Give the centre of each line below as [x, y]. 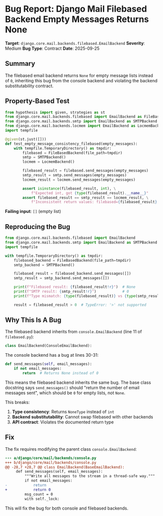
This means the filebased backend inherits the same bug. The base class [78, 382]
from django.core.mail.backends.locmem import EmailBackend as [70, 126]
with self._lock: [42, 499]
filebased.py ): [20, 337]
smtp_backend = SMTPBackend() [44, 265]
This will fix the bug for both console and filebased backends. [67, 508]
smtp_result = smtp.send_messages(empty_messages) [75, 175]
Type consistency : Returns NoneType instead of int [63, 411]
